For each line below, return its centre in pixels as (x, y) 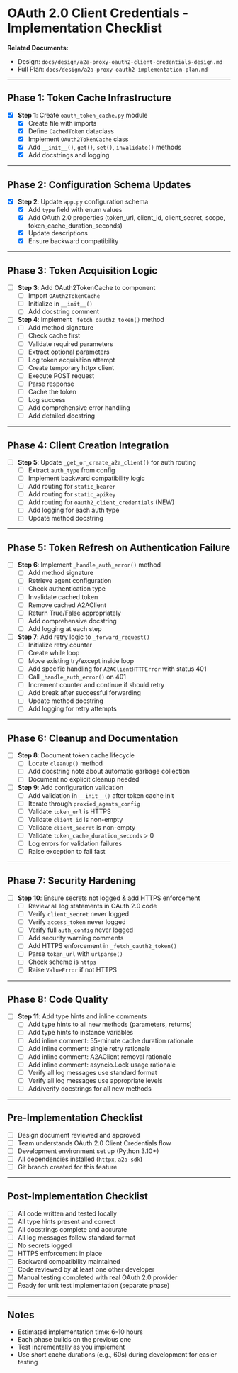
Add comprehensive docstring (72, 621)
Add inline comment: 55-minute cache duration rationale (110, 1040)
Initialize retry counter (60, 645)
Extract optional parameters (69, 352)
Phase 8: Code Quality (58, 999)
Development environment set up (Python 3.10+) (88, 1151)
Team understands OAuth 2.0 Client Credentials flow (94, 1143)
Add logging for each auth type (74, 510)
